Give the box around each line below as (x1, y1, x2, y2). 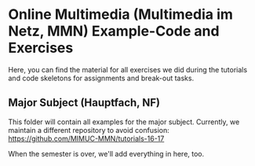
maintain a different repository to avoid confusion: (8, 125, 170, 135)
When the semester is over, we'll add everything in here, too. (8, 149, 205, 158)
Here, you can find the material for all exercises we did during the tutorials (8, 65, 248, 74)
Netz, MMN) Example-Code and (8, 22, 220, 40)
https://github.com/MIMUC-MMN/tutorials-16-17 (8, 134, 165, 143)
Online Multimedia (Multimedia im (8, 6, 234, 24)
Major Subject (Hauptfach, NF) (8, 96, 161, 109)
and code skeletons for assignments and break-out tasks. (8, 73, 195, 83)
